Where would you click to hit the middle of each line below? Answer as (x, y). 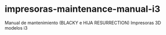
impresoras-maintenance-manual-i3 (82, 9)
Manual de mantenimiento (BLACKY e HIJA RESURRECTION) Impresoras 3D (83, 23)
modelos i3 (16, 28)
